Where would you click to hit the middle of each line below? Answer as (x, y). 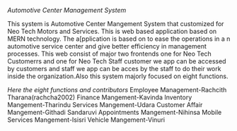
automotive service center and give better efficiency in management (107, 46)
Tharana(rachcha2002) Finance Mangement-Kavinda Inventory (100, 97)
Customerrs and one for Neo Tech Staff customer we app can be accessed (117, 61)
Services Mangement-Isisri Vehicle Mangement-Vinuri (86, 120)
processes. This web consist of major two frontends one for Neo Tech (109, 54)
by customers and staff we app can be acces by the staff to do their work (114, 69)
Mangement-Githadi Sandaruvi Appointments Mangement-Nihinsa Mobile (115, 112)
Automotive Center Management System (67, 10)
